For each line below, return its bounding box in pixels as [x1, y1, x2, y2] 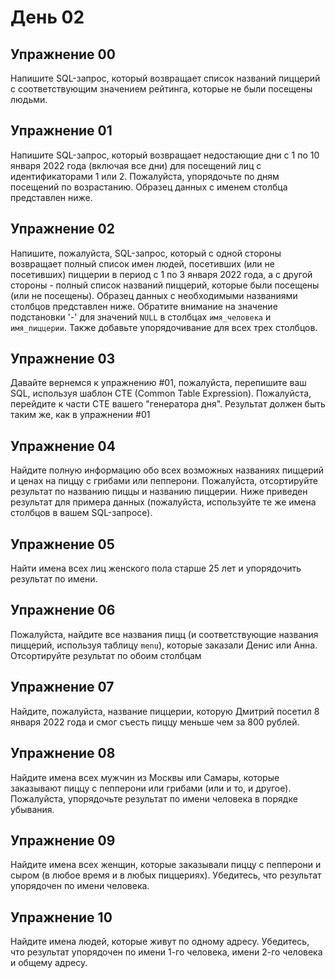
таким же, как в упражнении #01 [10, 409, 151, 421]
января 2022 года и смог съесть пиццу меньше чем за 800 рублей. [10, 716, 300, 728]
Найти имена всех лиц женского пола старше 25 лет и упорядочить [10, 562, 302, 575]
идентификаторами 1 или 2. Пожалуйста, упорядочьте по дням [10, 170, 280, 182]
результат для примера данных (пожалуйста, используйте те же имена [10, 496, 317, 508]
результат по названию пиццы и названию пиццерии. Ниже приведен [10, 486, 308, 498]
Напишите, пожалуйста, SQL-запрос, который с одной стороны [10, 247, 282, 259]
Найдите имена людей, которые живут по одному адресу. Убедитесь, [10, 936, 310, 948]
